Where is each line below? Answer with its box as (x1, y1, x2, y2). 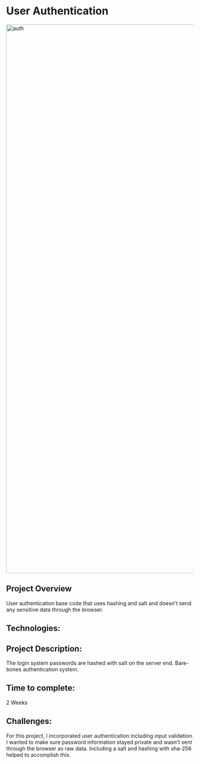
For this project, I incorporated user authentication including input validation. (6, 732, 194, 739)
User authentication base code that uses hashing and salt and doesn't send (6, 599, 192, 607)
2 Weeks (6, 699, 28, 706)
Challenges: (6, 716, 52, 726)
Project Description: (6, 643, 82, 653)
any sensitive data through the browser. (6, 606, 104, 613)
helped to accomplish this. (6, 751, 71, 758)
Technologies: (6, 623, 61, 634)
